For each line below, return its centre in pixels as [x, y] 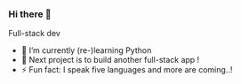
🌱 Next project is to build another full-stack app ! [110, 60]
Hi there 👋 [30, 14]
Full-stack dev [35, 34]
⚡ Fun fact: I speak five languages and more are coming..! [127, 70]
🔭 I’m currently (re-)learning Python [86, 50]
